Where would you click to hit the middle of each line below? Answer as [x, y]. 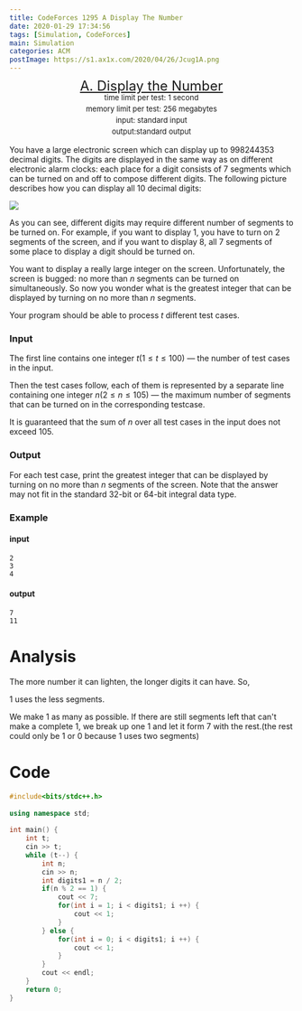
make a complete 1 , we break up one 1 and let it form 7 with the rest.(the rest [151, 726]
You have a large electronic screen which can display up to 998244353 [142, 150]
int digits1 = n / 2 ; [82, 880]
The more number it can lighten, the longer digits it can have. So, [130, 681]
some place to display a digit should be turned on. [102, 251]
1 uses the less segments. [57, 699]
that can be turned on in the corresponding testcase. [107, 405]
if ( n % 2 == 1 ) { [74, 889]
